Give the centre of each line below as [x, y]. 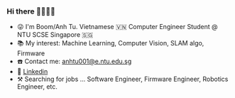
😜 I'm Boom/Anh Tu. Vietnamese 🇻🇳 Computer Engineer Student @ [117, 27]
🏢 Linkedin [32, 72]
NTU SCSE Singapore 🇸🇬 [55, 35]
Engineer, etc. [37, 87]
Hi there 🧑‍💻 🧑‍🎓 [31, 11]
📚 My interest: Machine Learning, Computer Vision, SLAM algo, [110, 43]
